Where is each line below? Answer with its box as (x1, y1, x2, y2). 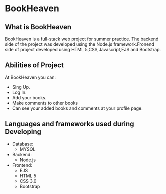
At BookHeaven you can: (5, 74, 56, 80)
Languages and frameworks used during (5, 120, 134, 128)
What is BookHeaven (5, 23, 72, 31)
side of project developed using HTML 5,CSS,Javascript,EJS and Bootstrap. (5, 47, 161, 52)
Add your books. (12, 94, 47, 100)
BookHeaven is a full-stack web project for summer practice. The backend (5, 36, 159, 42)
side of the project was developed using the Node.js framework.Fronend (5, 41, 154, 47)
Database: (12, 141, 34, 147)
